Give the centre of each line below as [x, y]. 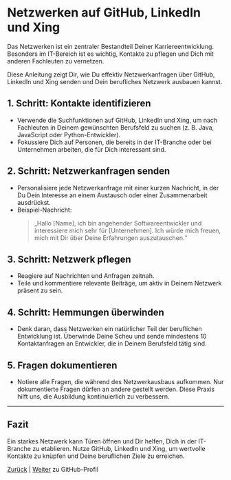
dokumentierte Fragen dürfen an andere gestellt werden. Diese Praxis [116, 389]
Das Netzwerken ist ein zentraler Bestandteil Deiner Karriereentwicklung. [111, 46]
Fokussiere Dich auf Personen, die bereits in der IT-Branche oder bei [114, 142]
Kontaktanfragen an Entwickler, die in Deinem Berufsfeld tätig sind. [112, 343]
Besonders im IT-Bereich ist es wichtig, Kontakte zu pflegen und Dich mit [111, 54]
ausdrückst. [34, 202]
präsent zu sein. [40, 290]
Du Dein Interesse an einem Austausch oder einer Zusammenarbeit [112, 195]
